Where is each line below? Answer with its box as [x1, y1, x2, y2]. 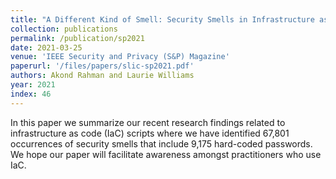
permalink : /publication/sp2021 [10, 33, 145, 43]
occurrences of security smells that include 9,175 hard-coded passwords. [10, 137, 313, 150]
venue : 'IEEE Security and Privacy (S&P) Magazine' [10, 52, 230, 62]
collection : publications [10, 24, 118, 34]
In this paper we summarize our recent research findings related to [10, 116, 286, 128]
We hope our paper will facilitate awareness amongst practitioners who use [10, 148, 322, 160]
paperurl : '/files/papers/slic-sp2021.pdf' [10, 61, 195, 71]
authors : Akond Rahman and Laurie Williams [10, 71, 195, 81]
